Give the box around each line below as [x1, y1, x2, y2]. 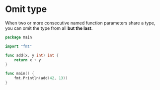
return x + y [14, 57, 41, 63]
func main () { [5, 71, 35, 76]
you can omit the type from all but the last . [5, 25, 93, 31]
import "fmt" [5, 44, 32, 49]
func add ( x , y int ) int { [5, 53, 59, 58]
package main [5, 35, 32, 40]
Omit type [5, 3, 47, 15]
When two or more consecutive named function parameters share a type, [5, 20, 156, 26]
